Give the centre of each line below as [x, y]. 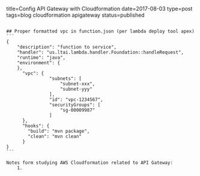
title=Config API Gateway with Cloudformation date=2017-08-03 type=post [99, 9]
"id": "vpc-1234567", [76, 100]
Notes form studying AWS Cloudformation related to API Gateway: [89, 163]
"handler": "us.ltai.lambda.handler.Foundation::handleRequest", [101, 52]
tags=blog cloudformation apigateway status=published [76, 15]
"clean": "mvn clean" [55, 136]
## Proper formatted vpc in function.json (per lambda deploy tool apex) [101, 31]
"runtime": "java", [41, 58]
